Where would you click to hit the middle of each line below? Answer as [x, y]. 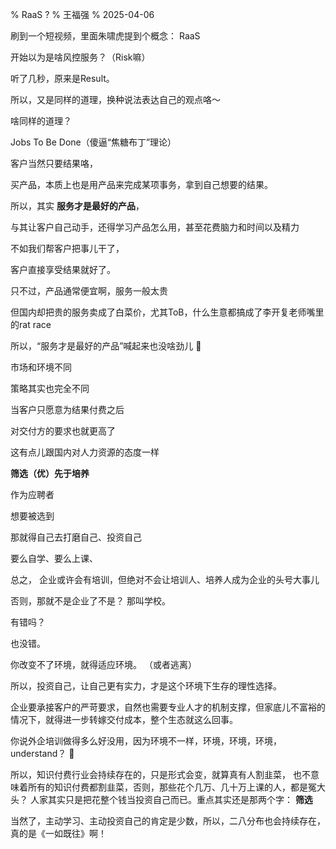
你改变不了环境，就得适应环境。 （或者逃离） [103, 664]
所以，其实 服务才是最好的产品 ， [77, 206]
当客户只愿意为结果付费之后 [67, 409]
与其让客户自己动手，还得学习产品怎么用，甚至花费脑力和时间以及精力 [155, 227]
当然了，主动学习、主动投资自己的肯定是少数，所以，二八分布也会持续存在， [168, 821]
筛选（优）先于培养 [50, 473]
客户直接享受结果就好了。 [63, 269]
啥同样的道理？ [41, 121]
